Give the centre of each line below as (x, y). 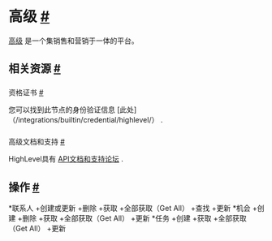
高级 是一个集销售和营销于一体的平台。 (73, 41)
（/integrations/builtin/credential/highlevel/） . (86, 120)
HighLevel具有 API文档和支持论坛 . (66, 159)
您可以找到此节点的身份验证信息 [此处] (73, 110)
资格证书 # (26, 93)
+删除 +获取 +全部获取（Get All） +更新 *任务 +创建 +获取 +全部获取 (132, 218)
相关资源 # (35, 69)
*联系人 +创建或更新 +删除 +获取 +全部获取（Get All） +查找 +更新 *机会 (130, 208)
